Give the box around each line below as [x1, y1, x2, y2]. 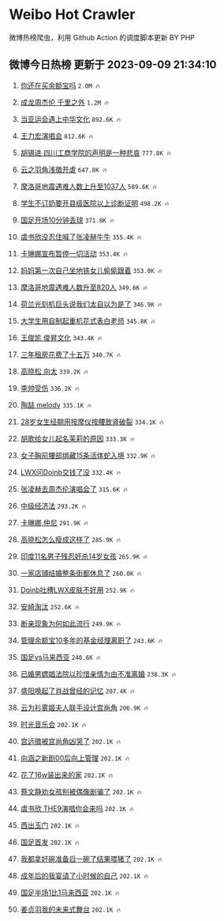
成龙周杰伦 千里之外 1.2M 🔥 [20, 97, 110, 107]
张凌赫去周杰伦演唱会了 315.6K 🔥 [20, 484, 129, 494]
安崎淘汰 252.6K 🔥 [20, 601, 80, 611]
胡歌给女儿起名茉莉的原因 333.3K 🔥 [20, 434, 135, 443]
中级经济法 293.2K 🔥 [20, 501, 87, 510]
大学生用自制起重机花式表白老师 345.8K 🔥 [20, 316, 156, 325]
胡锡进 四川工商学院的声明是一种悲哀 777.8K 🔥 [20, 148, 172, 157]
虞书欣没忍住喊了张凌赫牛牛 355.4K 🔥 [20, 232, 142, 241]
